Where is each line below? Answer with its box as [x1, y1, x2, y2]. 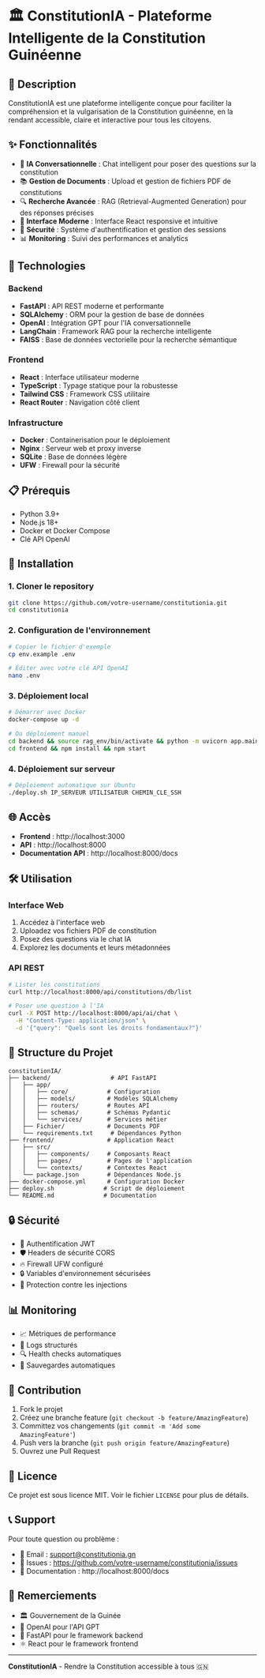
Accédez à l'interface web [19, 918, 105, 927]
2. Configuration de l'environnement [8, 625, 151, 636]
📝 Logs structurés [19, 1341, 78, 1350]
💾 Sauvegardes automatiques [19, 1360, 116, 1370]
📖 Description [8, 77, 77, 91]
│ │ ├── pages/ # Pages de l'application [8, 1157, 192, 1164]
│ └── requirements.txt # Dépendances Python [8, 1129, 181, 1137]
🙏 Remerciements [8, 1590, 97, 1603]
